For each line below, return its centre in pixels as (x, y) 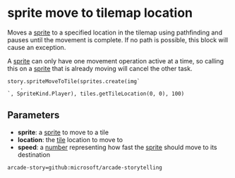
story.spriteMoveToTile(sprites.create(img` (74, 81)
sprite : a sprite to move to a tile (63, 132)
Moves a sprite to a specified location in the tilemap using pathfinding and (115, 32)
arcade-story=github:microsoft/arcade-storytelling (85, 167)
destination (34, 154)
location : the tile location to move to (70, 139)
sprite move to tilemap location (100, 13)
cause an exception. (37, 47)
